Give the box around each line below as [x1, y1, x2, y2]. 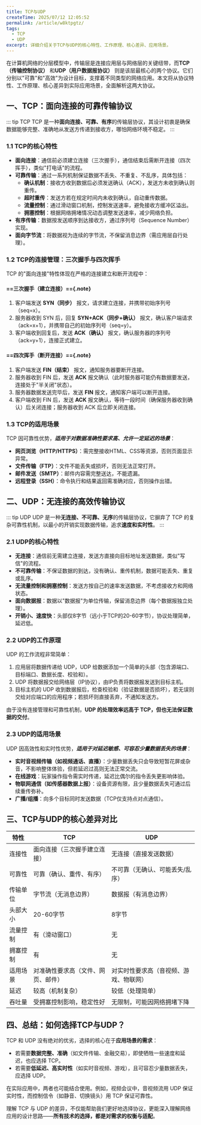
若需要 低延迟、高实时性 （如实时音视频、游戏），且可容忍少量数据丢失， [14, 1065, 191, 1072]
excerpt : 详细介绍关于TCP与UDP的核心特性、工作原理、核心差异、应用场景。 [6, 43, 172, 48]
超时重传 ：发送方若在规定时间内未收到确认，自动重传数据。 [23, 194, 171, 201]
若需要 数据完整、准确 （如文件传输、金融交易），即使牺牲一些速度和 [14, 1050, 181, 1057]
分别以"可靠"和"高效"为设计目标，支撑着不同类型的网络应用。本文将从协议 [6, 74, 190, 81]
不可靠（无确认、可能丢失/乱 [111, 865, 191, 874]
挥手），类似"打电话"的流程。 [14, 164, 86, 171]
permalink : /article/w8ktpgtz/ [6, 20, 84, 26]
